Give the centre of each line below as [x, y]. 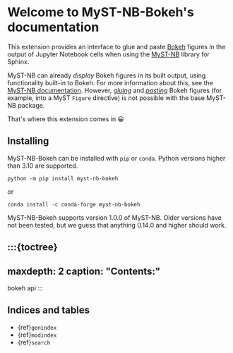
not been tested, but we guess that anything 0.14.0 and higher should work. [117, 225]
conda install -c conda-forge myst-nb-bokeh [74, 204]
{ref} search [34, 342]
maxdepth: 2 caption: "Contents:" [84, 271]
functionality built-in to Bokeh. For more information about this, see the [110, 82]
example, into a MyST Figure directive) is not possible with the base [106, 98]
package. [31, 105]
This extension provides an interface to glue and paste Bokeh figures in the [116, 47]
